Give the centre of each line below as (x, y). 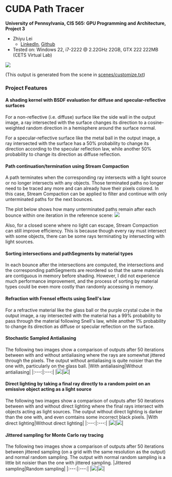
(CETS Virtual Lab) (32, 55)
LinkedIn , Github (38, 44)
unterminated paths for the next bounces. (49, 199)
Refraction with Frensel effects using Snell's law (58, 299)
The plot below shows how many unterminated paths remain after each (81, 209)
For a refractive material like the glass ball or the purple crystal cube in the (84, 310)
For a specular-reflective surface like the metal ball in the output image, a (83, 138)
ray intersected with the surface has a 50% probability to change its (77, 143)
